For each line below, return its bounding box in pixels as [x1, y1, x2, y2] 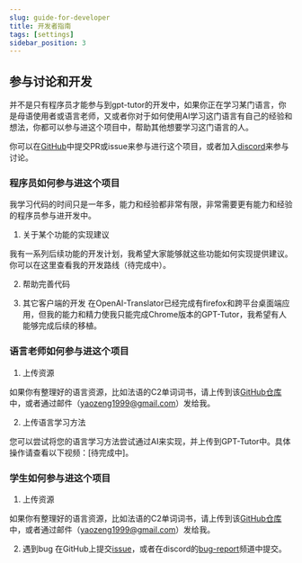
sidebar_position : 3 [9, 38, 87, 48]
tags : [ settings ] [9, 30, 75, 39]
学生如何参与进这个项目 [9, 471, 111, 484]
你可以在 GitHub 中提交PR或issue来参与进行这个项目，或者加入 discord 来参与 [9, 141, 289, 152]
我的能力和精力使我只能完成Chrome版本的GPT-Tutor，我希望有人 [46, 309, 288, 320]
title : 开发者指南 [9, 22, 72, 31]
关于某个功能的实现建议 [22, 229, 110, 240]
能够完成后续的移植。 [22, 320, 102, 331]
